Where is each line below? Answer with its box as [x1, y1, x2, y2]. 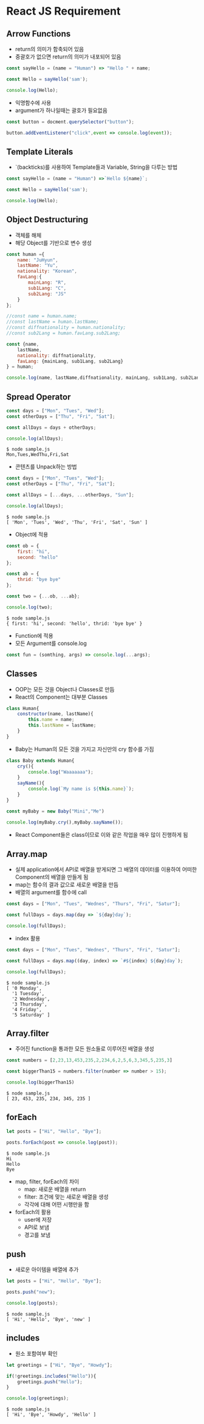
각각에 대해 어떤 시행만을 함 [24, 1200, 89, 1208]
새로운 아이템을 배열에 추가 [15, 1266, 79, 1274]
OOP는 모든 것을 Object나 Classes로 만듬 [15, 685, 115, 693]
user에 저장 [24, 1216, 52, 1223]
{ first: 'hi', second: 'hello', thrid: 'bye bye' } [6, 620, 143, 627]
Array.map [6, 848, 47, 859]
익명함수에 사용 [15, 99, 52, 106]
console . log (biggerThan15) [6, 1079, 75, 1085]
